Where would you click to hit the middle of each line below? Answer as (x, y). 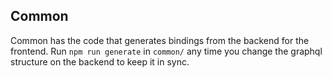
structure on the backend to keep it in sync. (100, 61)
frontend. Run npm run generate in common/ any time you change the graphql (166, 51)
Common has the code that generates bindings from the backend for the (160, 40)
